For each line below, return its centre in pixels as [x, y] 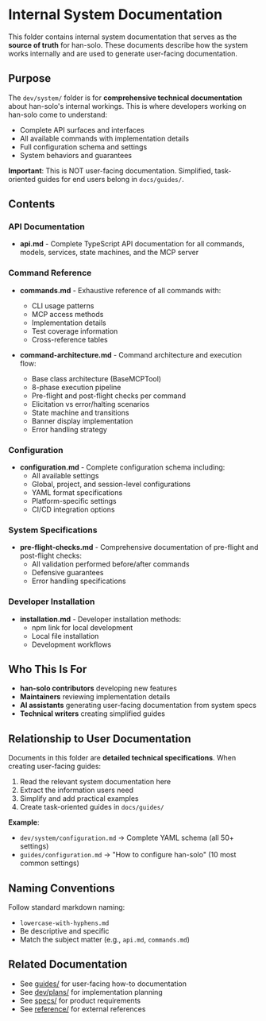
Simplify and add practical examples [79, 799]
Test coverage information [75, 331]
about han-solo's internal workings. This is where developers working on [127, 106]
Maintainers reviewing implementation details [95, 697]
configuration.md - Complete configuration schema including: [122, 467]
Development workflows [71, 644]
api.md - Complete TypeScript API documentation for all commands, [132, 244]
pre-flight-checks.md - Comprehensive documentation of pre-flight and [139, 547]
